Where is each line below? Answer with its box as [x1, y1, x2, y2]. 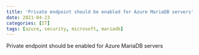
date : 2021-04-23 [6, 15, 50, 21]
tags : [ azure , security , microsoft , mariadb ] [6, 25, 123, 32]
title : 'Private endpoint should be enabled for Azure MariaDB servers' [6, 8, 194, 15]
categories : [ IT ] [6, 20, 50, 26]
